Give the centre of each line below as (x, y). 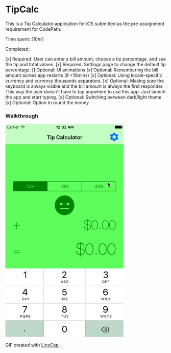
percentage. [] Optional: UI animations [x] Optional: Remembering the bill (82, 70)
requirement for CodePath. (33, 29)
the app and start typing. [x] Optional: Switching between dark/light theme (83, 97)
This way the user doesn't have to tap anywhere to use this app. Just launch (86, 91)
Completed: (18, 49)
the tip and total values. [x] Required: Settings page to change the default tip (86, 64)
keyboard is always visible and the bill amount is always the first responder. (84, 86)
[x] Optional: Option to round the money (47, 102)
